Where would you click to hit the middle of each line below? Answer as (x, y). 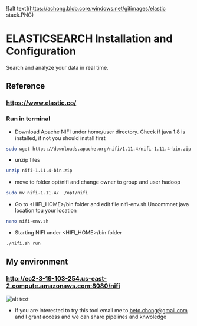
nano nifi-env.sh (27, 221)
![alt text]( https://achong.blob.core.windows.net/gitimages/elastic (86, 9)
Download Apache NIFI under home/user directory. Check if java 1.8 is (100, 132)
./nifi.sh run (24, 244)
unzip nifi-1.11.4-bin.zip (39, 171)
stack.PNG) (20, 15)
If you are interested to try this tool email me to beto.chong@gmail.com (101, 310)
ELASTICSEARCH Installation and (89, 39)
